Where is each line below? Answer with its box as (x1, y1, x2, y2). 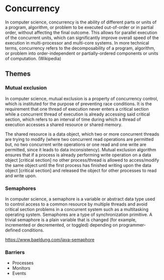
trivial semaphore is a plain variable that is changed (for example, (5, 216, 137, 223)
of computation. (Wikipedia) (5, 55, 62, 61)
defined (5, 227, 21, 233)
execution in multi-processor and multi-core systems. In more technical (5, 40, 149, 46)
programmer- (118, 222, 146, 228)
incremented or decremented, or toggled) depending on (5, 222, 118, 228)
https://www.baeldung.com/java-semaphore (5, 236, 94, 242)
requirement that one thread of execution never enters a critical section (5, 106, 149, 112)
